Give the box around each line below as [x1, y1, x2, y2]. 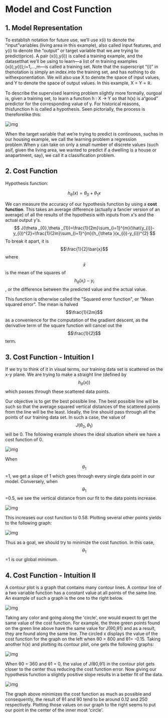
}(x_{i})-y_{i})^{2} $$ [113, 230, 155, 236]
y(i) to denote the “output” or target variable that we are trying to [5, 48, 139, 53]
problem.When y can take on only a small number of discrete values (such [5, 142, 159, 147]
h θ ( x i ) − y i [74, 277, 94, 285]
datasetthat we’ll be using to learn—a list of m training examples [5, 58, 138, 64]
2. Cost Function [5, 167, 58, 176]
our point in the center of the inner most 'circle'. [5, 707, 104, 713]
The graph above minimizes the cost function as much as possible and [5, 691, 151, 697]
